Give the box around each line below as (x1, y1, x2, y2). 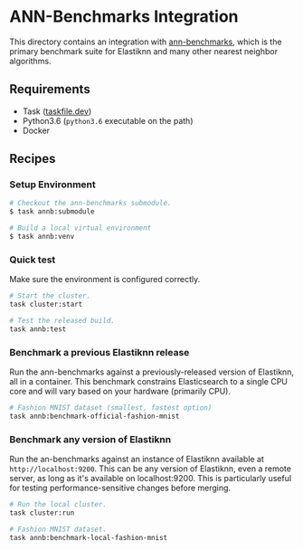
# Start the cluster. (9, 291, 91, 300)
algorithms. (9, 55, 52, 66)
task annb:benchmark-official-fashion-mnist (9, 412, 180, 421)
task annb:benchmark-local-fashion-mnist (9, 533, 168, 542)
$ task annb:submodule (9, 207, 95, 216)
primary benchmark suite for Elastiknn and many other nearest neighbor (9, 45, 279, 56)
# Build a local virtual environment (9, 223, 152, 232)
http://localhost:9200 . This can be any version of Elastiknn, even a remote (9, 463, 292, 474)
